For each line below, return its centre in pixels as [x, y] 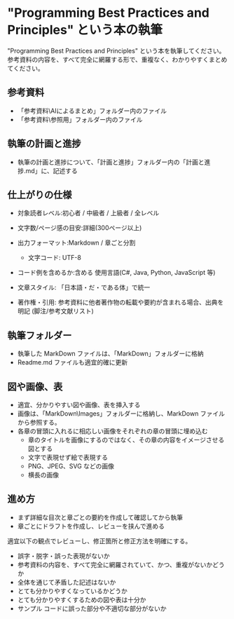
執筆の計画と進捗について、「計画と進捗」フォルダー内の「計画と [111, 162]
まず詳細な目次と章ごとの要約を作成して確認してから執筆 [100, 517]
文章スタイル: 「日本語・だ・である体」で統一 [84, 287]
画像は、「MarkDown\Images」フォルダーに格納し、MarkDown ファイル [121, 414]
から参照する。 [39, 422]
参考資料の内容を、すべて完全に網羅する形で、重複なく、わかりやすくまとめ [117, 59]
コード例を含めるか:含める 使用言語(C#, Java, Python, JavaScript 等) [116, 273]
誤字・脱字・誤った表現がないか [63, 556]
